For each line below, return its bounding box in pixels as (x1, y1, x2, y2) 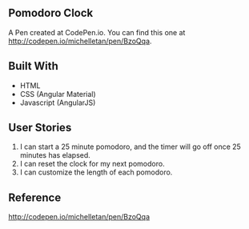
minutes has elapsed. (19, 151, 90, 160)
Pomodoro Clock (8, 6, 94, 20)
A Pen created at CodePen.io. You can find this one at (8, 27, 186, 37)
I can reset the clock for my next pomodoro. (19, 159, 166, 169)
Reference (8, 191, 62, 204)
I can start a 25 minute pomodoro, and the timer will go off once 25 (19, 142, 242, 151)
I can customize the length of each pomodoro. (19, 167, 173, 177)
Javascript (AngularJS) (19, 98, 96, 107)
